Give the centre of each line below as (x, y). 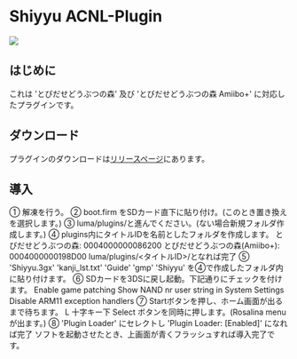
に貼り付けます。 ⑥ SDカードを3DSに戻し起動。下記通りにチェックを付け (146, 279)
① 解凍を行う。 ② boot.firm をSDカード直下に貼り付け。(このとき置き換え (148, 212)
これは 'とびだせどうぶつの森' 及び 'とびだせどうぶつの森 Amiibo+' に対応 (143, 93)
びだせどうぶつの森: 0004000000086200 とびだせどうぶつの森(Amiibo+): (145, 245)
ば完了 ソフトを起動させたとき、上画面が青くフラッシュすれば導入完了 (138, 334)
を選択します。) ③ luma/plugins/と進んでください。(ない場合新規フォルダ (143, 223)
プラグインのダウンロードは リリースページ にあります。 (109, 158)
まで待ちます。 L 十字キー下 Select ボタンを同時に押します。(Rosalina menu (148, 312)
